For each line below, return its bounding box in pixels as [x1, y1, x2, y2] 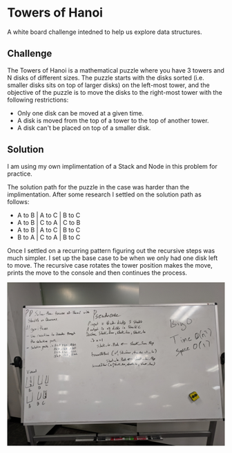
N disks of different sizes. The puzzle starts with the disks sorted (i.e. [7, 73, 205, 82]
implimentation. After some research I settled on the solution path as [7, 190, 202, 198]
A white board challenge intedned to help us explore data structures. [7, 28, 202, 36]
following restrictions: [7, 95, 69, 104]
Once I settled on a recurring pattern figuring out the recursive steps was [7, 246, 215, 255]
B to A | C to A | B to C [17, 233, 81, 241]
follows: [7, 197, 30, 205]
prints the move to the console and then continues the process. [7, 268, 188, 277]
